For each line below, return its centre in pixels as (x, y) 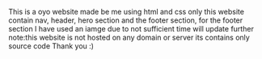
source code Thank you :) (51, 46)
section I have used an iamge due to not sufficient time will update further (131, 29)
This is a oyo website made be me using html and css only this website (127, 12)
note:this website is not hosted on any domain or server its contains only (129, 37)
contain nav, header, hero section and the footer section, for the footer (126, 20)
